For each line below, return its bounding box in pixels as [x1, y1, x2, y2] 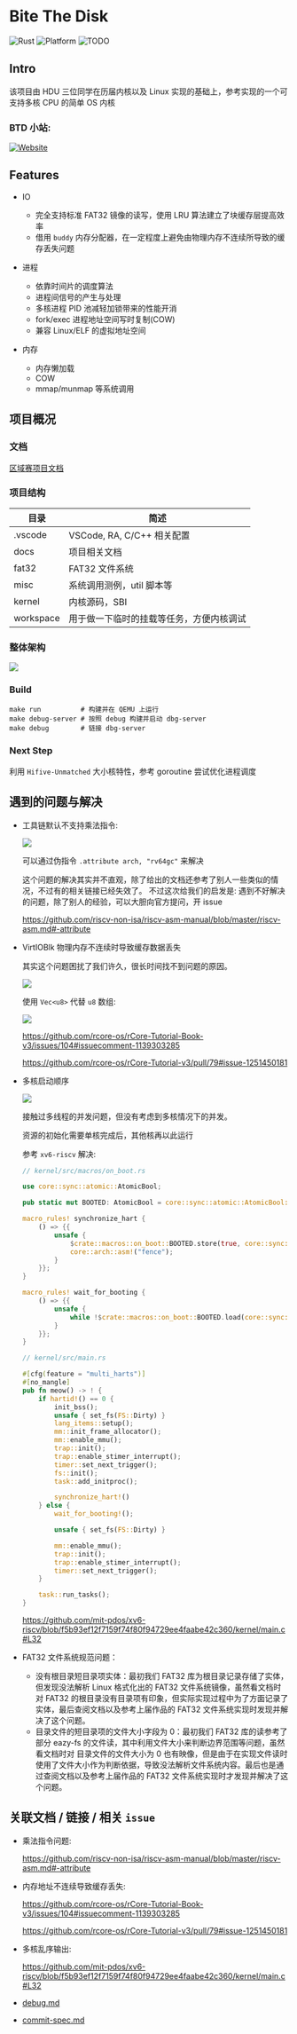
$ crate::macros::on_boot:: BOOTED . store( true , [69, 1239, 241, 1248]
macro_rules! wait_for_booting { [21, 1289, 146, 1297]
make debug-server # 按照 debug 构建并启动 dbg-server [9, 714, 207, 724]
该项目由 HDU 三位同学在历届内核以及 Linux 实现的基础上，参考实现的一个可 [9, 86, 288, 97]
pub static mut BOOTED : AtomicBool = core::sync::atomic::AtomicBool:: [21, 1198, 293, 1208]
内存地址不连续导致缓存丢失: [21, 1880, 126, 1891]
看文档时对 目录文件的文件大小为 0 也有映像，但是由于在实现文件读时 [35, 1748, 288, 1759]
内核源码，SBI [68, 595, 128, 608]
